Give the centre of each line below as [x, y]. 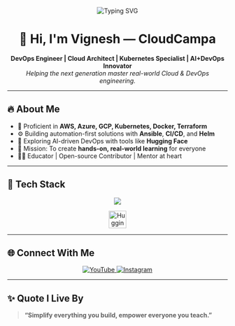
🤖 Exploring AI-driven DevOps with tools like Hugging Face [102, 141]
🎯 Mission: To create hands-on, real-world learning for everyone [112, 148]
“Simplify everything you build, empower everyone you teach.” [118, 316]
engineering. [117, 80]
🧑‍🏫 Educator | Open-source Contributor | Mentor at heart [100, 156]
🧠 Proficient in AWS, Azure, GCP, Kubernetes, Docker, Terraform [112, 126]
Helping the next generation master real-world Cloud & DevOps [117, 73]
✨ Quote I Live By [45, 298]
